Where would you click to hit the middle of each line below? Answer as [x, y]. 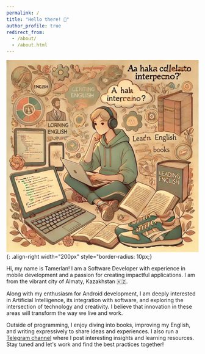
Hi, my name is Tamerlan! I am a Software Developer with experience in [96, 268]
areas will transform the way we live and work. [65, 313]
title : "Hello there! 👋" [38, 19]
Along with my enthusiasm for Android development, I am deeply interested [101, 294]
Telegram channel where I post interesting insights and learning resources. [100, 338]
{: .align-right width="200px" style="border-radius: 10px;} [79, 257]
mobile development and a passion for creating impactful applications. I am [101, 275]
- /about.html [30, 45]
